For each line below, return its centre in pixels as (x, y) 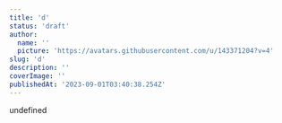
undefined (28, 110)
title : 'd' (30, 18)
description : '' (39, 68)
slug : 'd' (28, 59)
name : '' (34, 43)
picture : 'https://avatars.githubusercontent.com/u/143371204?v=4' (146, 51)
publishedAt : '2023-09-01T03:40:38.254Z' (88, 84)
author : (24, 34)
